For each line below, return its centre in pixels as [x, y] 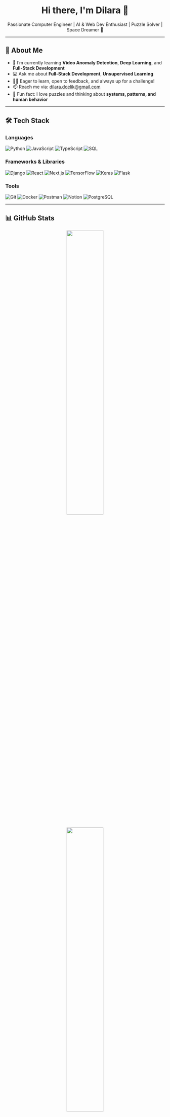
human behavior [30, 99]
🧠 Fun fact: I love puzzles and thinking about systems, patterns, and [84, 94]
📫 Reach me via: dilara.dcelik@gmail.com [56, 87]
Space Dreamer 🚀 [85, 29]
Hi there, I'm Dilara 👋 [85, 10]
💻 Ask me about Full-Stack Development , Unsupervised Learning [83, 73]
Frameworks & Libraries [35, 162]
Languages [19, 138]
